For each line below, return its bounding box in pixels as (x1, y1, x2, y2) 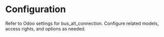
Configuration (5, 4, 66, 15)
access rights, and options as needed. (5, 25, 86, 31)
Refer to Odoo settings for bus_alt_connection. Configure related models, (5, 20, 159, 26)
